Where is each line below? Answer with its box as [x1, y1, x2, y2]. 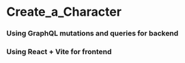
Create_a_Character [6, 4, 122, 20]
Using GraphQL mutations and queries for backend [6, 29, 179, 38]
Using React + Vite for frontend [6, 47, 112, 57]
